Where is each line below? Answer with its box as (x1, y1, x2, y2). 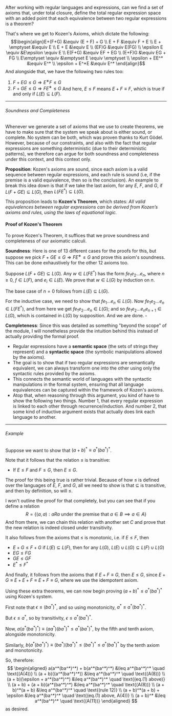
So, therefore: (5, 657, 34, 663)
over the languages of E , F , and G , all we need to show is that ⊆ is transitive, (5, 482, 166, 488)
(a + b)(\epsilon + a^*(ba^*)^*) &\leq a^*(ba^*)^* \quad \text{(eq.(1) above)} (7, 676, 165, 682)
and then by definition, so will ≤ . (5, 488, 73, 494)
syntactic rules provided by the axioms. (12, 370, 96, 376)
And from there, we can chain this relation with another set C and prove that (5, 519, 165, 525)
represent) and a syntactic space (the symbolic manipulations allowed (12, 349, 162, 355)
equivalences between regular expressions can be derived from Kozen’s (5, 204, 158, 210)
